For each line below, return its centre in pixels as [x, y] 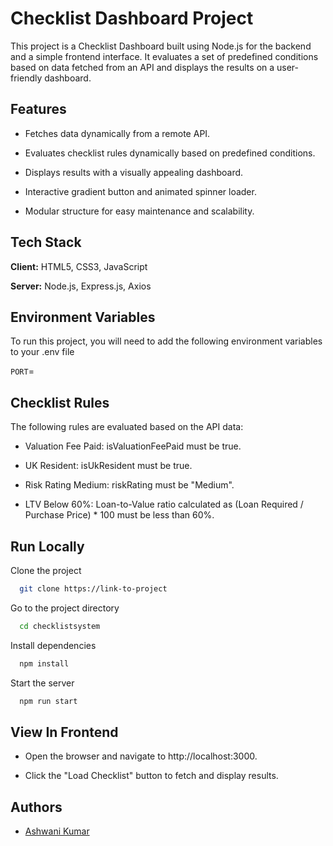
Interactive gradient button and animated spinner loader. [140, 191]
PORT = [22, 371]
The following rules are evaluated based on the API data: [127, 427]
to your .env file [42, 352]
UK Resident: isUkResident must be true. [108, 466]
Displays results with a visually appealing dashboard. [134, 172]
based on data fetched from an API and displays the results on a [142, 67]
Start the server [42, 683]
